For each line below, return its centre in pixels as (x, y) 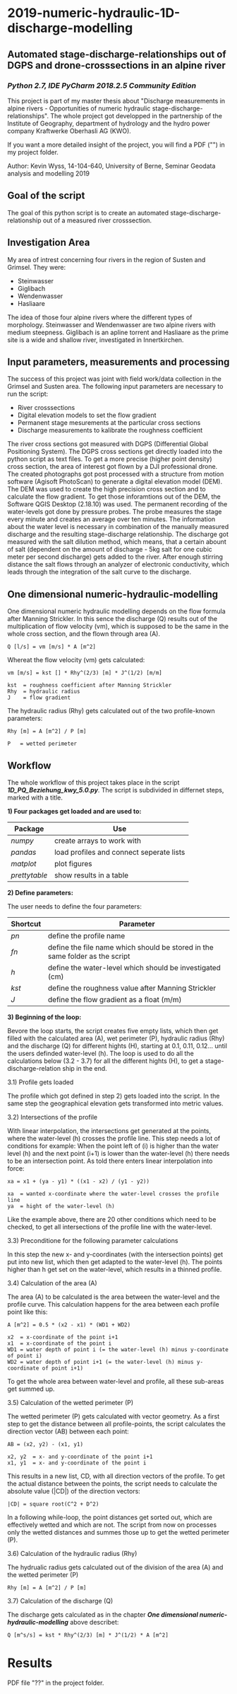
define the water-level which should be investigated (134, 967)
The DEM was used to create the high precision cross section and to (107, 489)
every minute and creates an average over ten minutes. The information (111, 519)
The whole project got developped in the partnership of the (136, 115)
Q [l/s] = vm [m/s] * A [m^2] (52, 647)
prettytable (29, 875)
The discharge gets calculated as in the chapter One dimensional (103, 1614)
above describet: (95, 1622)
